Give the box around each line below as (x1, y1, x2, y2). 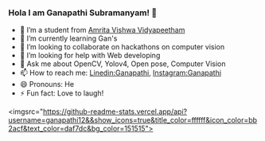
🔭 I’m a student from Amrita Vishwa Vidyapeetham (19, 25, 185, 35)
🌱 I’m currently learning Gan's (19, 33, 118, 43)
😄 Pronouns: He (19, 80, 74, 89)
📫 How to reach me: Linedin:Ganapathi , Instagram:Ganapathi (19, 68, 221, 78)
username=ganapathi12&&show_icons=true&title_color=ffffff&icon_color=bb (8, 116, 257, 125)
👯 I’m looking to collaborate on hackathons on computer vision (19, 42, 225, 52)
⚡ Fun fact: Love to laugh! (19, 88, 104, 98)
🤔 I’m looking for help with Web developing (19, 51, 161, 61)
